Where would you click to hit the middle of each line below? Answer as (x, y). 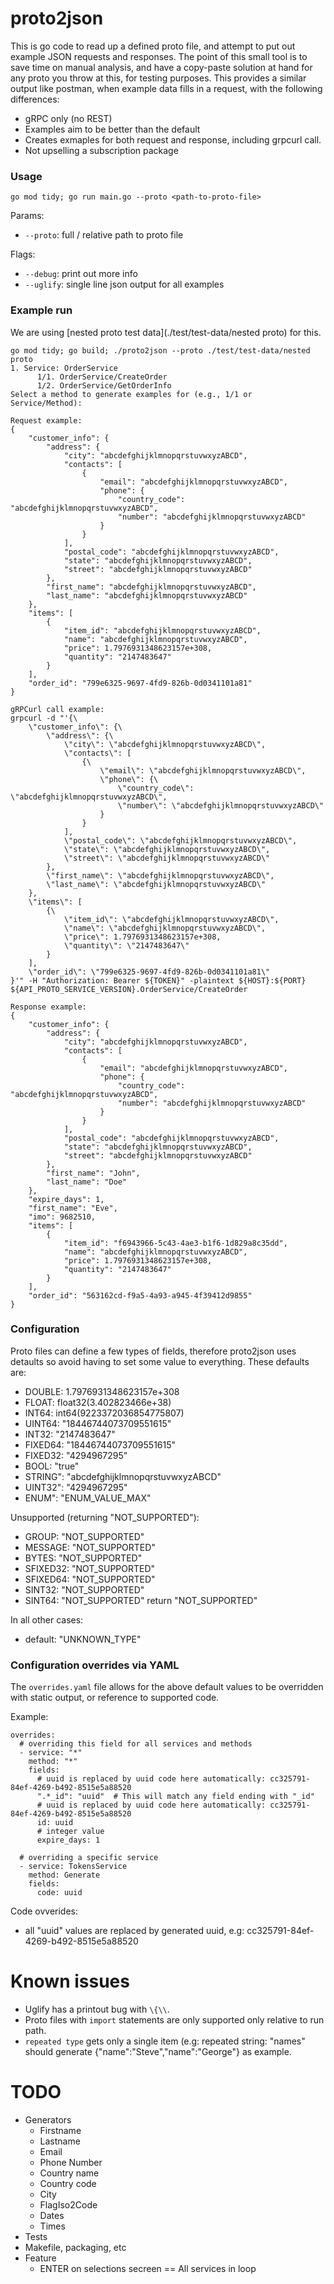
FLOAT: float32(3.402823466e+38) (98, 1402)
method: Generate (64, 1875)
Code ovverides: (44, 1911)
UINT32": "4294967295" (76, 1487)
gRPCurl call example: (57, 709)
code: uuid (59, 1893)
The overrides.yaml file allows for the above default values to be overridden (167, 1687)
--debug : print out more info (81, 274)
